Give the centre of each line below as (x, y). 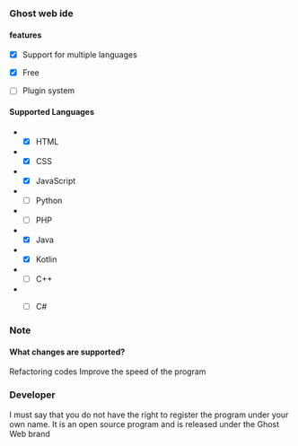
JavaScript (56, 180)
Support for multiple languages (79, 55)
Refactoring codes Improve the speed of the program (108, 372)
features (26, 35)
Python (49, 200)
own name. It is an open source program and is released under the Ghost (145, 424)
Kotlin (46, 259)
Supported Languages (52, 111)
